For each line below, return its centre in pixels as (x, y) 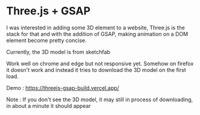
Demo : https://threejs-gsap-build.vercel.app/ (63, 87)
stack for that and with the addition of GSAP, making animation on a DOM (97, 34)
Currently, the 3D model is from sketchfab (58, 52)
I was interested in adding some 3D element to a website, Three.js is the (95, 28)
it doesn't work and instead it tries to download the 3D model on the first (96, 69)
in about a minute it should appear (49, 105)
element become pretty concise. (47, 40)
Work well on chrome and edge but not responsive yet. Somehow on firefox (100, 63)
